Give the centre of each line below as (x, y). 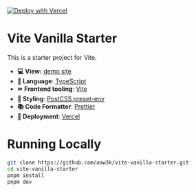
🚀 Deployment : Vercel (48, 116)
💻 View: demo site (44, 71)
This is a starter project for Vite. (52, 57)
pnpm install (26, 175)
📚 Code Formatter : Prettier (56, 106)
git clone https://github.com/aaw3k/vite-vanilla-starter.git (98, 162)
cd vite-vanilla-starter (43, 169)
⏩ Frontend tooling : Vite (52, 89)
